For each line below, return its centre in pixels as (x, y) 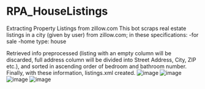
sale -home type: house (36, 41)
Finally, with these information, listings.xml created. (71, 72)
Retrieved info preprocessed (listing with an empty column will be (89, 53)
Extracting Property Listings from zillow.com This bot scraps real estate (96, 28)
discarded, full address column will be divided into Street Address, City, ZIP (101, 60)
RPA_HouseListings (57, 11)
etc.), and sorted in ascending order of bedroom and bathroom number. (97, 66)
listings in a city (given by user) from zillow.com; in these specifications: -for (102, 34)
